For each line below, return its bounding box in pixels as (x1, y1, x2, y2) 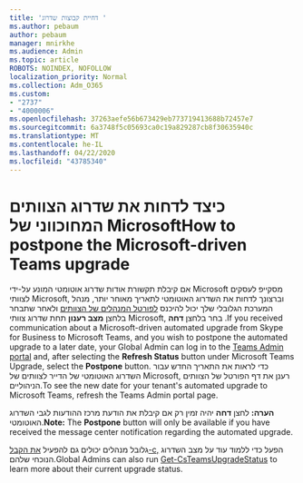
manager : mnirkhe (9, 38, 75, 48)
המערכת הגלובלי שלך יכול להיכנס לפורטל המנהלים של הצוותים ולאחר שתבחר (9, 303, 274, 314)
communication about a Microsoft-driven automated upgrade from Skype (9, 322, 284, 333)
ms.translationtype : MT (9, 132, 100, 141)
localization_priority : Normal (9, 73, 128, 82)
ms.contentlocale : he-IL (9, 140, 103, 149)
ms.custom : (9, 89, 51, 98)
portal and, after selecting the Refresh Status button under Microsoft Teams (9, 351, 295, 362)
